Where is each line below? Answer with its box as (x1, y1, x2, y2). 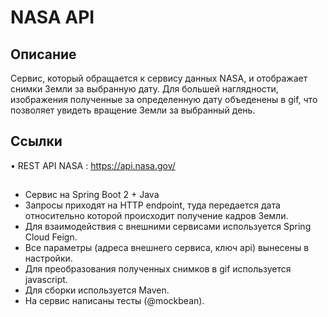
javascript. (24, 274, 68, 286)
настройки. (24, 252, 73, 265)
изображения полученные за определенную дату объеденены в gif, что (10, 94, 318, 105)
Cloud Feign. (24, 231, 78, 243)
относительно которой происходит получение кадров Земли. (24, 210, 289, 222)
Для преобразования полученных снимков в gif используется (24, 263, 292, 275)
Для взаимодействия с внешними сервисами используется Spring (24, 221, 312, 233)
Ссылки (10, 133, 63, 150)
